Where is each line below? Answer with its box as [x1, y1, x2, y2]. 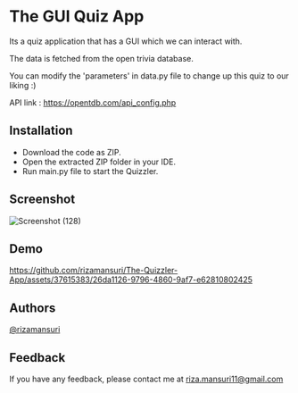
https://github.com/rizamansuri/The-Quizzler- [9, 265, 178, 276]
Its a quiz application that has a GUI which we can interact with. [9, 36, 243, 46]
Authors [9, 300, 56, 315]
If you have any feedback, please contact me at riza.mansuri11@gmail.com [9, 373, 284, 384]
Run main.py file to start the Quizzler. [21, 165, 159, 176]
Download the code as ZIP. [21, 146, 122, 157]
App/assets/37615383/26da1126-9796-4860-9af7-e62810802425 [9, 274, 252, 285]
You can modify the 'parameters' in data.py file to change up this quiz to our [9, 70, 290, 81]
